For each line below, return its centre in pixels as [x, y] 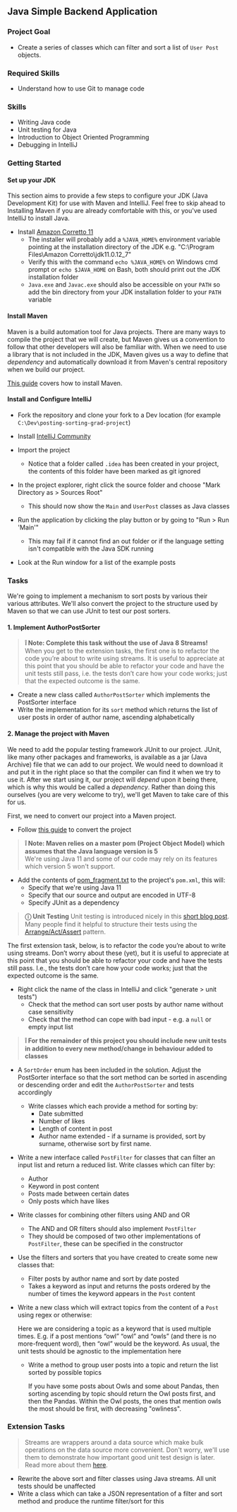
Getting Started [34, 164]
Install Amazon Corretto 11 [55, 232]
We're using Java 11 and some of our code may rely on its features [121, 859]
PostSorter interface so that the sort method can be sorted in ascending [122, 1077]
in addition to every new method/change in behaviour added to [119, 1048]
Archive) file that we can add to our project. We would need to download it [115, 764]
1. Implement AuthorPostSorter [54, 627]
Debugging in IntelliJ [47, 145]
